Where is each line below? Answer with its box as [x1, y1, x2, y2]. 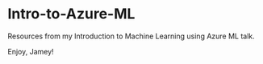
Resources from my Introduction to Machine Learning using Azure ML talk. [7, 31, 255, 41]
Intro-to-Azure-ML [7, 5, 136, 23]
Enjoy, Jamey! [7, 46, 54, 56]
